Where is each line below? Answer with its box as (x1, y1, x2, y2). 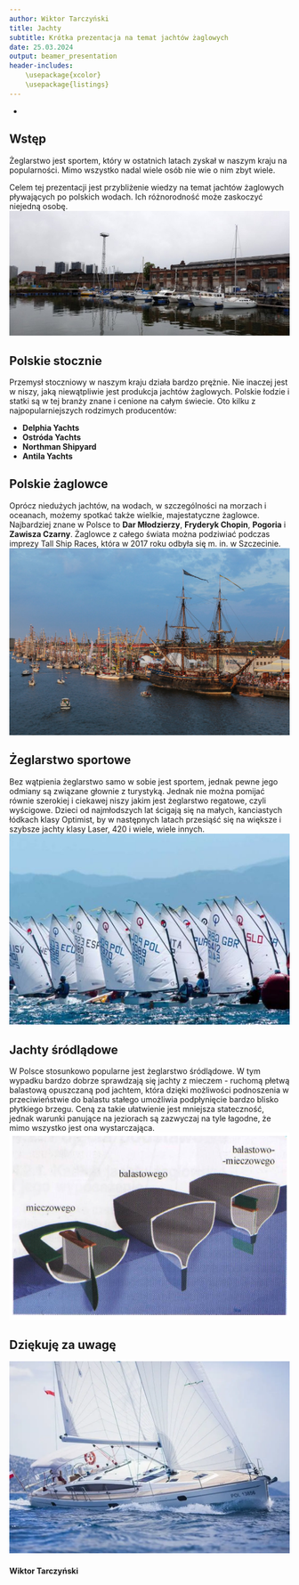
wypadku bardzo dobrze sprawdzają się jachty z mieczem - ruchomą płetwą (9, 1076, 290, 1086)
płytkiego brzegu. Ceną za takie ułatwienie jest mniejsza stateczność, (9, 1104, 264, 1115)
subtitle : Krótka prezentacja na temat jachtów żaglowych (9, 33, 229, 42)
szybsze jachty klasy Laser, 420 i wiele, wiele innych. (9, 824, 206, 834)
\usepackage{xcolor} (25, 71, 101, 80)
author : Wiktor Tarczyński (9, 14, 109, 23)
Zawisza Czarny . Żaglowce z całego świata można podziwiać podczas (9, 528, 271, 539)
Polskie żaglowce (9, 476, 109, 492)
